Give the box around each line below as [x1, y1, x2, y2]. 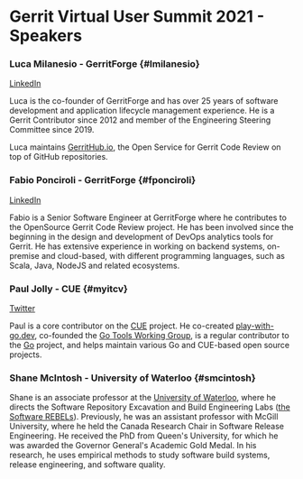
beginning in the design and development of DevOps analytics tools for [9, 231, 273, 242]
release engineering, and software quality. [9, 459, 166, 470]
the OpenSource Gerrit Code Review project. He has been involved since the [9, 221, 294, 232]
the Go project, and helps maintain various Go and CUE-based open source [9, 340, 290, 351]
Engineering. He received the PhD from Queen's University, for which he [9, 430, 279, 441]
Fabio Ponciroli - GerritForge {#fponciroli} [9, 174, 197, 187]
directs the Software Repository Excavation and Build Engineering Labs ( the [9, 401, 290, 412]
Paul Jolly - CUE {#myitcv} [9, 282, 129, 295]
